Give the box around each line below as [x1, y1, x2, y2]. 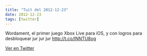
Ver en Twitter [5, 45, 35, 51]
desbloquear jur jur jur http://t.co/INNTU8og [5, 35, 96, 41]
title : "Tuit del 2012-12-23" [5, 7, 69, 12]
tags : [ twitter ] [5, 16, 39, 21]
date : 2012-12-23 [5, 12, 42, 17]
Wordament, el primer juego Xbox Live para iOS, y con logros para [5, 30, 142, 36]
